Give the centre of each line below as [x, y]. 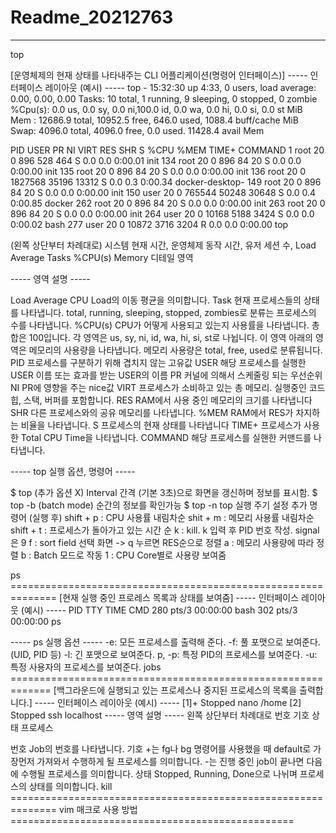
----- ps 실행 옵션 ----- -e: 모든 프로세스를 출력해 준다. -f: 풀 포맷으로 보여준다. [165, 642]
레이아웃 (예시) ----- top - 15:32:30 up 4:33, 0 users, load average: [180, 87]
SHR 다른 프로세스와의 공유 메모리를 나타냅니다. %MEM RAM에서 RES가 [152, 412]
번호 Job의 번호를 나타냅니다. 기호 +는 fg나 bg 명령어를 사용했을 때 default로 [161, 748]
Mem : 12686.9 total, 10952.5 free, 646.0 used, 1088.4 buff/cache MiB [154, 120]
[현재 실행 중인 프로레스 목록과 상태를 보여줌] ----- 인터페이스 [179, 597]
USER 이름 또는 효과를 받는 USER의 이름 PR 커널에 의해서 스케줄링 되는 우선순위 [166, 375]
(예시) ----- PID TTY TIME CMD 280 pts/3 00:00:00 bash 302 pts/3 [159, 610]
